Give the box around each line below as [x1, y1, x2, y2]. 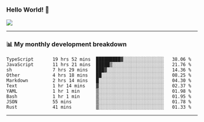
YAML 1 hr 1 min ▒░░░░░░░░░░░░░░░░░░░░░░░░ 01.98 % [6, 88, 191, 94]
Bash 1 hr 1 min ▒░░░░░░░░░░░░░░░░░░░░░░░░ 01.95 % [6, 93, 191, 100]
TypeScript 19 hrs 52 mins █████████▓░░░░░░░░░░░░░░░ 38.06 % [6, 56, 191, 63]
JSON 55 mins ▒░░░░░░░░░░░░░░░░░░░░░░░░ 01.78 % [6, 98, 191, 105]
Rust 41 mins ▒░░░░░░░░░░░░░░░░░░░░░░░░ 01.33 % [6, 104, 191, 110]
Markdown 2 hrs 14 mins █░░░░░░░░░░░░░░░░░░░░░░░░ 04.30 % [6, 77, 191, 84]
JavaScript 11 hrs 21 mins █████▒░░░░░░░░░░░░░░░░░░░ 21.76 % [6, 61, 191, 67]
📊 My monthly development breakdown [6, 40, 127, 49]
